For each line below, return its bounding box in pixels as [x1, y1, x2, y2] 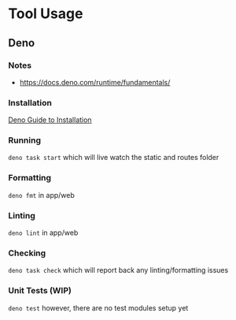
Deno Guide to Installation [8, 115, 92, 125]
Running [8, 135, 42, 146]
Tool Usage [8, 5, 83, 23]
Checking [8, 247, 46, 259]
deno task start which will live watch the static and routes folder [8, 153, 219, 162]
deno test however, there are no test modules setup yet [8, 303, 189, 312]
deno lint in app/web [8, 228, 79, 237]
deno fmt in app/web [8, 190, 75, 199]
